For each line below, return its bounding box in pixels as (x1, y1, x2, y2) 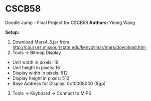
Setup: (5, 29, 19, 35)
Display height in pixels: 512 (12, 75, 70, 81)
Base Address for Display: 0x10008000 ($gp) (12, 80, 106, 86)
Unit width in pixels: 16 (12, 59, 59, 65)
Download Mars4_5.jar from (12, 38, 70, 45)
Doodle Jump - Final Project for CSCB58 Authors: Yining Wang (5, 19, 136, 25)
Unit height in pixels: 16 (12, 64, 60, 70)
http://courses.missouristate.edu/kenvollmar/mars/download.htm (12, 44, 146, 50)
